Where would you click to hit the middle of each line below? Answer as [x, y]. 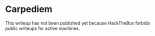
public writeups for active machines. [42, 28]
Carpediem [29, 9]
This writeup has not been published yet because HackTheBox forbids [77, 23]
